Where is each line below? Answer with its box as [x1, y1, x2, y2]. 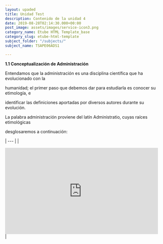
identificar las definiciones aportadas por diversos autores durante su [5, 99, 145, 105]
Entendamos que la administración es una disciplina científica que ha [5, 70, 143, 76]
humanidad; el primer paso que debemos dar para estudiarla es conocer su [5, 85, 156, 90]
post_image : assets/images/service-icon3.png [5, 25, 98, 30]
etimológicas [5, 119, 31, 125]
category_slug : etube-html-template [5, 35, 79, 39]
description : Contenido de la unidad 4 [5, 16, 86, 21]
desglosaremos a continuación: [5, 128, 68, 134]
